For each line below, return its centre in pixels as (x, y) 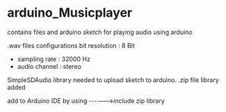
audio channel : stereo (49, 66)
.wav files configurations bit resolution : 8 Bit (71, 45)
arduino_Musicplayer (70, 13)
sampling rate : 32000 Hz (54, 59)
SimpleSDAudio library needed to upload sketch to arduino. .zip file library (113, 80)
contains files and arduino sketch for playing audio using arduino (100, 32)
